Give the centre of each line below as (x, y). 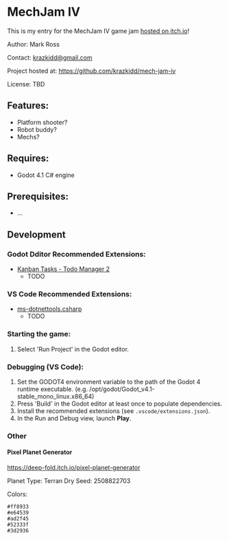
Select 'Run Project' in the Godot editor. (73, 349)
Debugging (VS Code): (46, 366)
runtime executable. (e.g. (52, 389)
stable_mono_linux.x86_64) (56, 396)
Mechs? (28, 137)
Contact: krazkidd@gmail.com (50, 57)
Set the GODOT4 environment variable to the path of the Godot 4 (109, 381)
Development (37, 234)
